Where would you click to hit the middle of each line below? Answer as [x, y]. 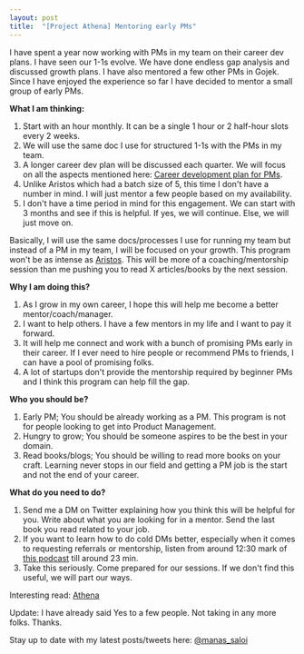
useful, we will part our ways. [78, 577]
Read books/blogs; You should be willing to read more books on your [152, 455]
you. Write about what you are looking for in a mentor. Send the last [148, 520]
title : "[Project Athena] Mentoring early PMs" [103, 26]
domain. [38, 445]
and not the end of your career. [81, 474]
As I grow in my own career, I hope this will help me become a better [151, 304]
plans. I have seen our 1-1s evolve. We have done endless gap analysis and [150, 62]
